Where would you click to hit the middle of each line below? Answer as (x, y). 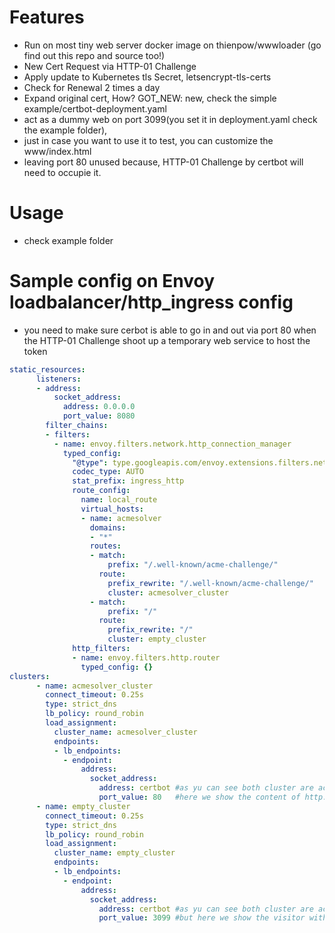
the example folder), (65, 130)
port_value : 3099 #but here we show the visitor (202, 918)
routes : (105, 546)
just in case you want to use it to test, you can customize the (148, 140)
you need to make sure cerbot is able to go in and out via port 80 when (170, 330)
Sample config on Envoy (112, 281)
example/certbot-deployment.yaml (95, 108)
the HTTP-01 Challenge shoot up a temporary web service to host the (167, 340)
